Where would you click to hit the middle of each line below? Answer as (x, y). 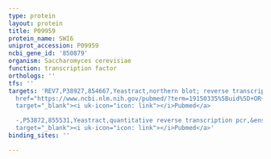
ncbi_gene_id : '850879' (48, 53)
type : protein (32, 16)
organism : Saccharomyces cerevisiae (70, 61)
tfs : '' (21, 83)
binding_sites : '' (39, 136)
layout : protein (35, 23)
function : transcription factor (63, 69)
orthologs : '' (32, 76)
